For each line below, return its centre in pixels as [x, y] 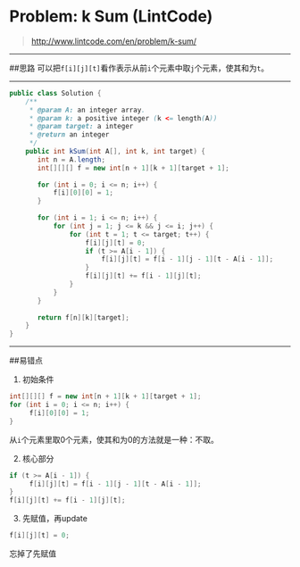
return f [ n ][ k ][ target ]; [83, 317]
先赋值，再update [54, 519]
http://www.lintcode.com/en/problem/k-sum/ [114, 41]
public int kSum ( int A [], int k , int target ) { [115, 152]
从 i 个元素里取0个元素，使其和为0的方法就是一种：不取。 [114, 439]
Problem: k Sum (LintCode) [111, 17]
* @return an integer [69, 135]
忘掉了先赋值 [33, 554]
